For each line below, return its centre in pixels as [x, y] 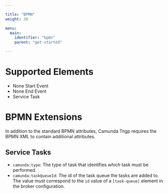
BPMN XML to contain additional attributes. [50, 136]
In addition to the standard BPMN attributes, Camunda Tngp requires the [81, 131]
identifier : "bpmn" [35, 38]
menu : [11, 28]
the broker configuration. [39, 186]
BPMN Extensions [44, 117]
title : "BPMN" [20, 14]
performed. [24, 170]
